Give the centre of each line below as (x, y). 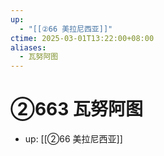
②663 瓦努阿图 (76, 109)
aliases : (28, 47)
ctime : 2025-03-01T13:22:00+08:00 (82, 38)
